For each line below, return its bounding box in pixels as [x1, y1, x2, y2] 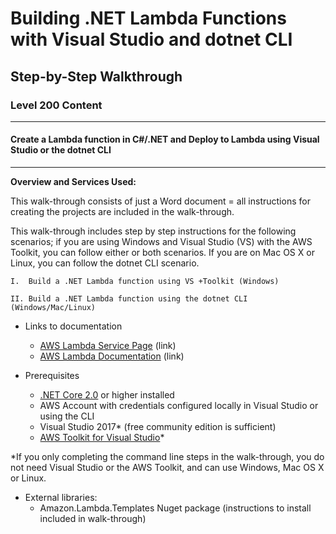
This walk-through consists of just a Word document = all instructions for [10, 195, 311, 207]
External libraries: [24, 492, 98, 504]
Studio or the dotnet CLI [10, 144, 112, 156]
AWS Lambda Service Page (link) [39, 340, 177, 352]
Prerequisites [24, 370, 80, 382]
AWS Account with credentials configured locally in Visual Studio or [39, 400, 319, 412]
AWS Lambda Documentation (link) [39, 350, 185, 362]
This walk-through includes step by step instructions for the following [10, 225, 297, 237]
